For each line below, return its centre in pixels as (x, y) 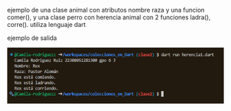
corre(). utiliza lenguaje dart (46, 24)
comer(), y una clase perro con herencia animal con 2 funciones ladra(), (109, 17)
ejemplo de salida (32, 38)
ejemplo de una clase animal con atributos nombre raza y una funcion (106, 10)
